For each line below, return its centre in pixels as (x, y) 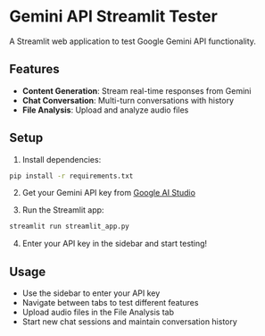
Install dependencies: (62, 159)
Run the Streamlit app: (63, 210)
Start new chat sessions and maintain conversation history (130, 322)
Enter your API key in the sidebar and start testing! (115, 244)
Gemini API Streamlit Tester (114, 17)
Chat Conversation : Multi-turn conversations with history (128, 100)
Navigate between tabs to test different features (110, 303)
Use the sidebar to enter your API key (91, 293)
